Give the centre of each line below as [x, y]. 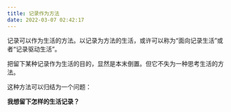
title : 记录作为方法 [33, 13]
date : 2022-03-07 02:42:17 [46, 20]
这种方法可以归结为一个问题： [49, 87]
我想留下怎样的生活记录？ [43, 101]
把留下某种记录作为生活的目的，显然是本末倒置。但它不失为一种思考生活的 [112, 63]
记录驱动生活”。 [38, 49]
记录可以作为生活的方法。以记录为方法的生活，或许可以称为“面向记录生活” [112, 40]
